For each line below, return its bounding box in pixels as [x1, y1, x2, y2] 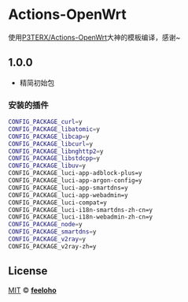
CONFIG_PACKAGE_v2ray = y [8, 235, 87, 244]
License [8, 264, 48, 278]
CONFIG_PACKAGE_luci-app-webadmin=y [8, 191, 128, 199]
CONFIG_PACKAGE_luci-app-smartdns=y [8, 184, 128, 192]
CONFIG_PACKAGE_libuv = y [8, 162, 87, 170]
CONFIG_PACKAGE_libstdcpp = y [8, 155, 101, 162]
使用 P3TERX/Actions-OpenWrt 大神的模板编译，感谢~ [8, 32, 181, 42]
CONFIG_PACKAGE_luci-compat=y [8, 199, 108, 207]
